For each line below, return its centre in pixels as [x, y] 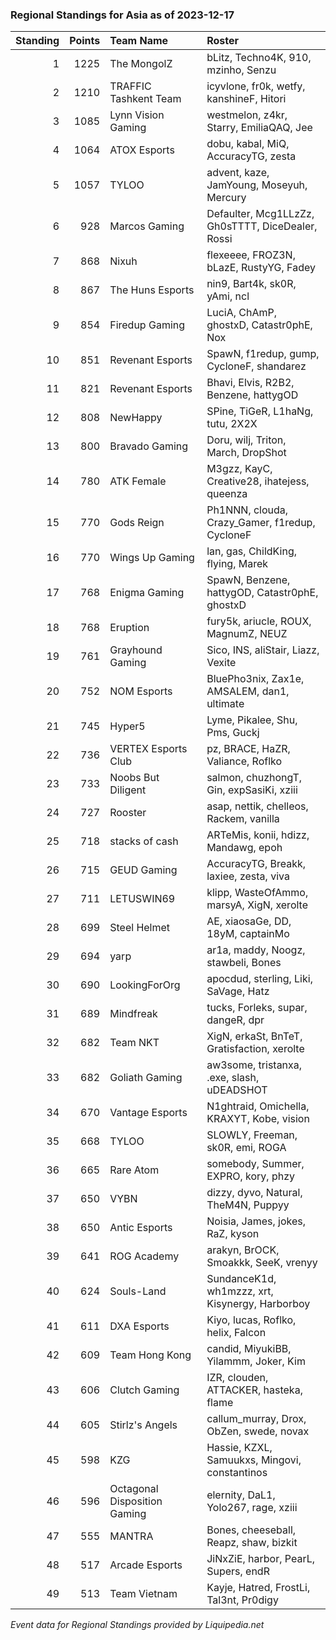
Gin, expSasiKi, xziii [252, 790]
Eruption [129, 628]
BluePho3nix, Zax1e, [255, 679]
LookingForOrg [145, 985]
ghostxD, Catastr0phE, [259, 325]
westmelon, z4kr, [247, 115]
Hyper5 [127, 726]
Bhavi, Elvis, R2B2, [250, 383]
